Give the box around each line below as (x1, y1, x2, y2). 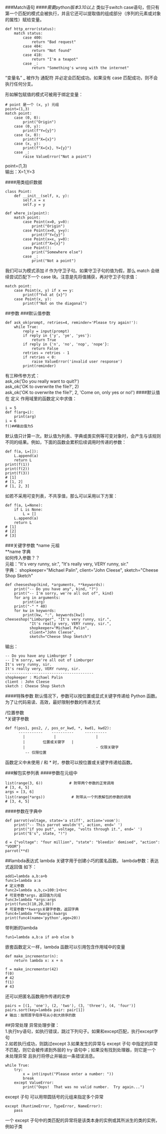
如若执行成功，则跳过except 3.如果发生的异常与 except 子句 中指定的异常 (9, 1041, 158, 1046)
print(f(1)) (5, 462, 30, 467)
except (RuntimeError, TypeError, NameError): (5, 1104, 103, 1109)
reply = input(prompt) (23, 329, 70, 334)
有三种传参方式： (5, 373, 40, 378)
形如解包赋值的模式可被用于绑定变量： (5, 91, 83, 97)
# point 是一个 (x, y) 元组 (5, 102, 59, 107)
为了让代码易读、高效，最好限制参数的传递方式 (5, 699, 100, 705)
